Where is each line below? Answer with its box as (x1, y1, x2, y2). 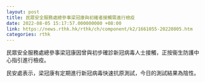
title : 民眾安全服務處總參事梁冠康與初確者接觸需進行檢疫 (6, 15, 135, 21)
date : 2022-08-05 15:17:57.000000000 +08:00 (6, 20, 122, 26)
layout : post (6, 9, 40, 15)
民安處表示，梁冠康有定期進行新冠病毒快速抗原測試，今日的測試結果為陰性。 (6, 69, 199, 77)
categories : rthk (6, 32, 51, 38)
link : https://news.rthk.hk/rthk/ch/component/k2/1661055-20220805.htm (6, 26, 193, 32)
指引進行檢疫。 (11, 56, 50, 64)
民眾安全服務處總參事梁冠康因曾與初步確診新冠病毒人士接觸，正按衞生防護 (6, 49, 194, 56)
